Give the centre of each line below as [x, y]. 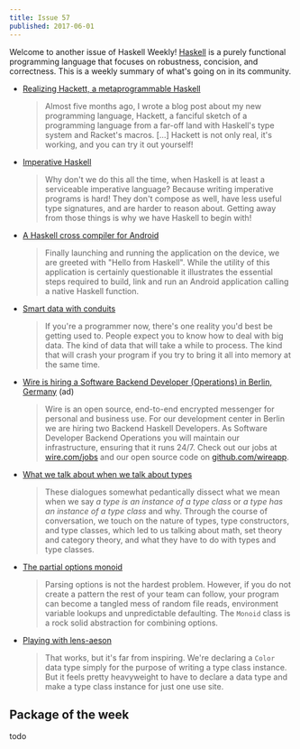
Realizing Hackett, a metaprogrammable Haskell [111, 88]
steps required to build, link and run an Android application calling [167, 282]
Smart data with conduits [69, 309]
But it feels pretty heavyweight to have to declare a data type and [166, 677]
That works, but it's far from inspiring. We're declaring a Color [160, 657]
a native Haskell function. [92, 291]
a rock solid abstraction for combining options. [132, 623]
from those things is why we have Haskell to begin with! [148, 217]
